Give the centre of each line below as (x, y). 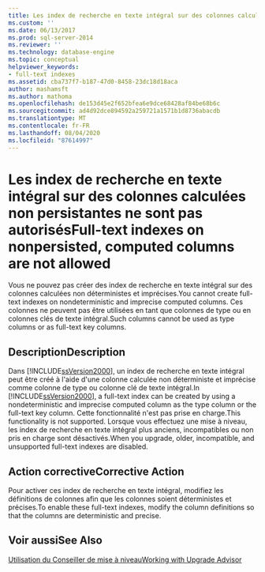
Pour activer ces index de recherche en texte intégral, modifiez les (116, 491)
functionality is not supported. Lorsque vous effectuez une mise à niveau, (128, 421)
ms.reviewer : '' (35, 45)
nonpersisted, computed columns (121, 246)
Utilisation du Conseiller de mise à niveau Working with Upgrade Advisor (125, 559)
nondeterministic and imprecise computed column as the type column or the (132, 405)
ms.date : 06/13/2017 (42, 30)
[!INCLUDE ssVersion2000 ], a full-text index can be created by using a (122, 397)
